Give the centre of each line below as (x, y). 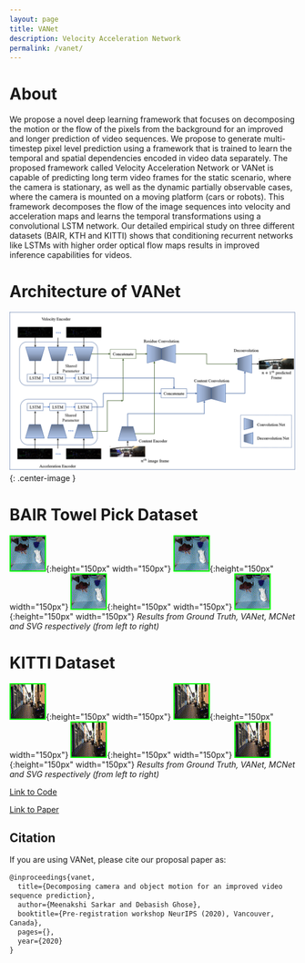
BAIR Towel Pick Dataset (104, 514)
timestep (26, 149)
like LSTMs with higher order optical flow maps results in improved (134, 245)
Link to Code (33, 792)
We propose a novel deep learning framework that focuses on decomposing (152, 119)
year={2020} (41, 942)
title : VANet (34, 29)
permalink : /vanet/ (46, 48)
